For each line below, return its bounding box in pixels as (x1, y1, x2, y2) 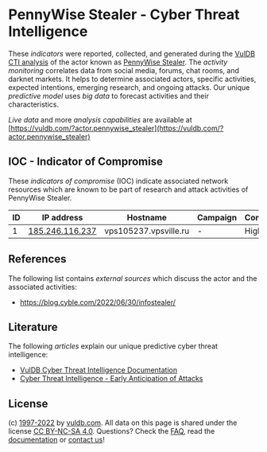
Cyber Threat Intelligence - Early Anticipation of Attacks (19, 374, 203, 384)
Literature (8, 320, 58, 333)
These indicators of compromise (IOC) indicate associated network (8, 176, 229, 185)
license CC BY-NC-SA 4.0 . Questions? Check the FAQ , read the (8, 427, 215, 436)
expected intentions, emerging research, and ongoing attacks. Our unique (8, 82, 250, 92)
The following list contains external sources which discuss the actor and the (8, 273, 257, 283)
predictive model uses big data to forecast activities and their (8, 91, 209, 100)
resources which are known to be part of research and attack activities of (8, 185, 249, 194)
